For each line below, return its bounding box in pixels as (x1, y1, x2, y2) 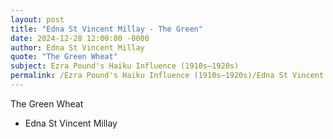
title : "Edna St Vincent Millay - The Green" (10, 24, 203, 34)
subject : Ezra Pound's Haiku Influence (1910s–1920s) (10, 61, 240, 71)
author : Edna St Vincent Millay (10, 42, 145, 53)
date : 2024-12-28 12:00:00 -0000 (10, 33, 150, 43)
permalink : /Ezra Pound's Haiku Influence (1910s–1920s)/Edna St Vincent (10, 71, 325, 81)
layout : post (10, 14, 65, 25)
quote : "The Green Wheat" (10, 52, 118, 62)
